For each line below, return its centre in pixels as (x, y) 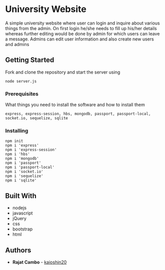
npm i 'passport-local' (30, 167)
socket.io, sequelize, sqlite (37, 118)
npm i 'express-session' (31, 150)
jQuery (19, 218)
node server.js (21, 81)
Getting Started (30, 60)
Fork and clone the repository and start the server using (63, 72)
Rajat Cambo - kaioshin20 (39, 262)
